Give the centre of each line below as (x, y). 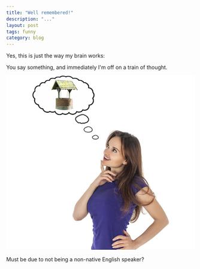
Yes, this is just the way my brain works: (56, 56)
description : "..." (31, 19)
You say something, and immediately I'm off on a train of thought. (87, 67)
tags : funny (21, 32)
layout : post (22, 25)
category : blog (25, 38)
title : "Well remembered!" (40, 13)
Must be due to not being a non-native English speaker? (75, 259)
